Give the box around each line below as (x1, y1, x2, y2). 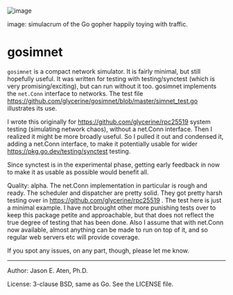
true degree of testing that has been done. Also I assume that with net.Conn (7, 218, 224, 226)
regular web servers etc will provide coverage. (7, 233, 140, 241)
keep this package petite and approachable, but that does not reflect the (7, 210, 214, 219)
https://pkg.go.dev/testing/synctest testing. (7, 146, 131, 155)
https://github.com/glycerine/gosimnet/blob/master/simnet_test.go (7, 96, 198, 105)
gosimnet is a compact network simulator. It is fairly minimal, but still (7, 67, 201, 76)
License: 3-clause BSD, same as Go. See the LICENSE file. (7, 280, 174, 288)
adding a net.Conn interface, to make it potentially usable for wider (7, 140, 198, 148)
